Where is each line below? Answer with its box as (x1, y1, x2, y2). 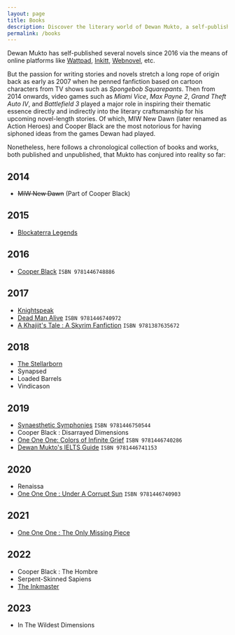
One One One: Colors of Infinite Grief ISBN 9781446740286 (17, 435, 183, 445)
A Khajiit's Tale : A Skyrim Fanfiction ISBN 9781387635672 (17, 321, 180, 329)
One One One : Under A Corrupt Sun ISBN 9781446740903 (17, 489, 181, 498)
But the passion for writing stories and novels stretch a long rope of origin (7, 70, 220, 78)
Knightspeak (17, 306, 54, 314)
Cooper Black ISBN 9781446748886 (17, 267, 115, 275)
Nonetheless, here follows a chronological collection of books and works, (7, 143, 219, 151)
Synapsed (17, 367, 47, 375)
